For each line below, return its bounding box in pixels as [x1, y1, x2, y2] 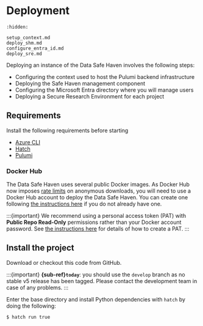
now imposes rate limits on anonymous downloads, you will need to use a [6, 187, 191, 194]
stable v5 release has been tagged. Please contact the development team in [6, 277, 198, 284]
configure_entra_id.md [6, 45, 64, 51]
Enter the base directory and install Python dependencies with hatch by [6, 295, 186, 303]
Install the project [6, 243, 74, 253]
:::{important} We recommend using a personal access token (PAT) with [6, 212, 187, 220]
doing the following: [6, 302, 56, 309]
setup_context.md [6, 34, 51, 40]
